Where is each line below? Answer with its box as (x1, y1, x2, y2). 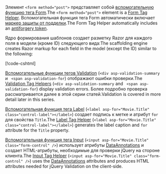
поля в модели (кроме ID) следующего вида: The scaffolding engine (5, 40, 148, 46)
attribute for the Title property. (5, 127, 70, 133)
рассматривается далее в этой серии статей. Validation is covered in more (5, 91, 161, 97)
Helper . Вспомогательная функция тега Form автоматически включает (5, 15, 155, 20)
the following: (5, 51, 33, 57)
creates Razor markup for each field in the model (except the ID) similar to (5, 46, 157, 51)
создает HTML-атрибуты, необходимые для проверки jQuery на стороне (5, 148, 160, 153)
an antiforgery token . (5, 25, 48, 31)
